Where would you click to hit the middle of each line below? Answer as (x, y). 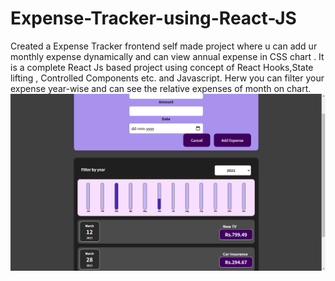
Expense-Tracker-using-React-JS (153, 18)
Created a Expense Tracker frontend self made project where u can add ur (164, 46)
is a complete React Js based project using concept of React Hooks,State (162, 67)
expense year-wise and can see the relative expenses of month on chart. (161, 88)
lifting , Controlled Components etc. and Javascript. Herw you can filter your (167, 78)
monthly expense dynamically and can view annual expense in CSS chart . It (167, 56)
